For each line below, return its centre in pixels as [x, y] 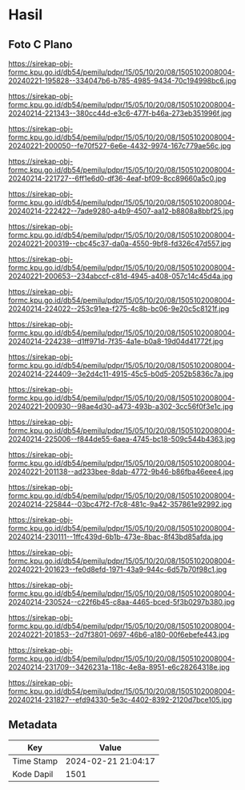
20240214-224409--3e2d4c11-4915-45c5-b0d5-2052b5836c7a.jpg [121, 374]
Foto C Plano [40, 45]
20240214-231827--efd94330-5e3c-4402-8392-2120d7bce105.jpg [120, 700]
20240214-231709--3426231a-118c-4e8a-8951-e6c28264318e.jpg [119, 667]
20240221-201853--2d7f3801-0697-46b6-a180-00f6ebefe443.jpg [119, 634]
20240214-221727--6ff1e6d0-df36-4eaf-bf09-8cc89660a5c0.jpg [117, 178]
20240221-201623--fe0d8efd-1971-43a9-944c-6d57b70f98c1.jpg [118, 569]
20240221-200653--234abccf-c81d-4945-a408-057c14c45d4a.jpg [121, 276]
